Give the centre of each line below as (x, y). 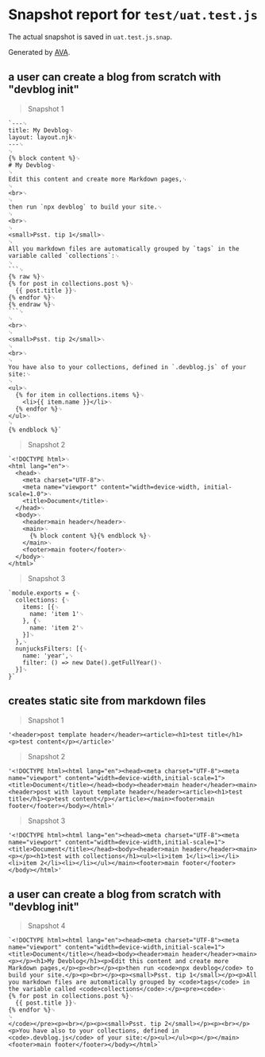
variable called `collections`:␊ (64, 255)
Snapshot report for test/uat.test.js (133, 15)
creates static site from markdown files (107, 701)
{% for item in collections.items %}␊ (80, 395)
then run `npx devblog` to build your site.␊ (85, 207)
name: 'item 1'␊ (57, 614)
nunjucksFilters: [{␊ (52, 649)
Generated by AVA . (39, 52)
